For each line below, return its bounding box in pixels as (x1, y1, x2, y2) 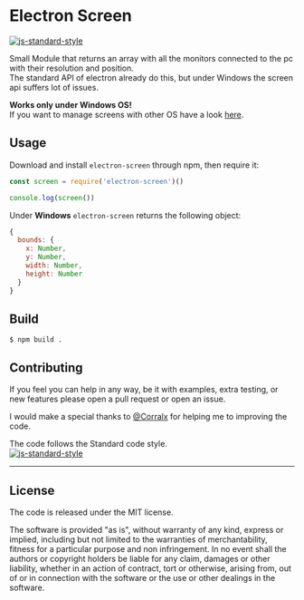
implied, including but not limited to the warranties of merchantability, (9, 534, 269, 545)
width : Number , (25, 261, 83, 270)
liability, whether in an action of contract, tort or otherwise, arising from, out (9, 563, 292, 574)
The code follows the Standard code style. (9, 439, 167, 450)
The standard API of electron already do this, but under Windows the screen (9, 72, 294, 82)
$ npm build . (9, 335, 63, 344)
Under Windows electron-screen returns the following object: (9, 209, 242, 220)
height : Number (25, 269, 83, 278)
